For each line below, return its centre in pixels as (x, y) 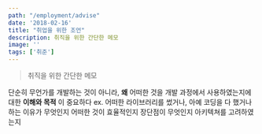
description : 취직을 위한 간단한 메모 (63, 37)
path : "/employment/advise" (54, 15)
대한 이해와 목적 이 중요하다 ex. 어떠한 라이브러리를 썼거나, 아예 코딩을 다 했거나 (130, 102)
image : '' (24, 45)
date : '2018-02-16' (40, 23)
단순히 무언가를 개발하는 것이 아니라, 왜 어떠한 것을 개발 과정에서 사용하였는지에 (130, 92)
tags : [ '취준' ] (31, 52)
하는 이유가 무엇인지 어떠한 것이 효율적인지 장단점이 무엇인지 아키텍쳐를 (117, 112)
